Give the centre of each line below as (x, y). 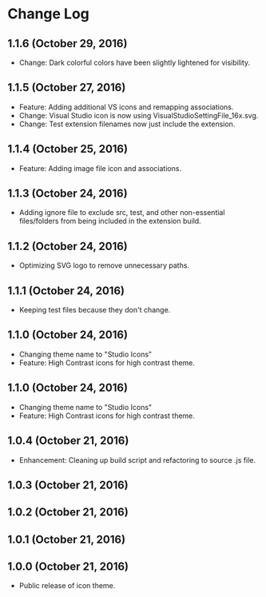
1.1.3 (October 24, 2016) (68, 194)
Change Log (48, 14)
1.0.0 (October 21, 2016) (68, 567)
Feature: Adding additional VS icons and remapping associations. (126, 107)
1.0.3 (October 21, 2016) (68, 485)
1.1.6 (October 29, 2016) (67, 44)
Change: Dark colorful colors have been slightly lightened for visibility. (135, 62)
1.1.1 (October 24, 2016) (66, 291)
